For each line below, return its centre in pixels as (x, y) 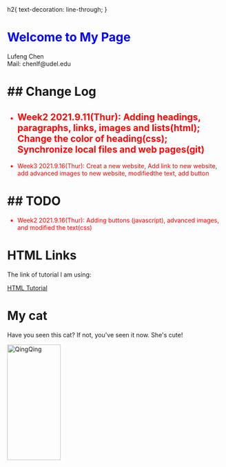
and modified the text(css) (54, 227)
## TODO (34, 201)
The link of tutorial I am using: (49, 275)
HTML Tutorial (28, 288)
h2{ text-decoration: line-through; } (57, 9)
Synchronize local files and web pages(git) (111, 149)
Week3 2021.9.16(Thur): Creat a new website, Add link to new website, (117, 166)
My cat (28, 316)
